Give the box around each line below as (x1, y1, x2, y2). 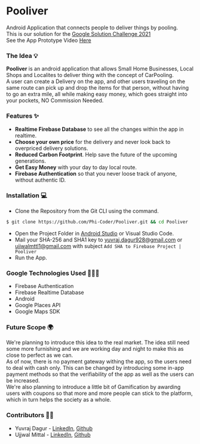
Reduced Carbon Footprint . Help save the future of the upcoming (14, 151, 177, 158)
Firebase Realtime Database (14, 289, 85, 296)
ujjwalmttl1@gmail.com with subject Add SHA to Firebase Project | (14, 242, 182, 249)
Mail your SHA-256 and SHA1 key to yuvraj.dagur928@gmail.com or (14, 236, 183, 243)
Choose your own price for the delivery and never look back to (14, 138, 171, 145)
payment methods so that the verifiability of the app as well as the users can (6, 370, 194, 378)
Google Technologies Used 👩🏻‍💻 (6, 269, 100, 277)
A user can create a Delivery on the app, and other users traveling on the (6, 78, 186, 85)
